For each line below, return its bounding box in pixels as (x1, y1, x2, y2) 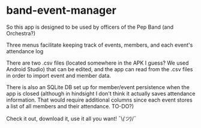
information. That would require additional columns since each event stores (6, 96, 193, 103)
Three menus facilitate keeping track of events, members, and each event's (6, 41, 193, 48)
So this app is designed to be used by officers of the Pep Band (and (6, 23, 174, 31)
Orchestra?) (6, 29, 36, 36)
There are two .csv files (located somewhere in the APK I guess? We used (6, 59, 189, 66)
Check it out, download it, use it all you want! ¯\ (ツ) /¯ (6, 115, 137, 122)
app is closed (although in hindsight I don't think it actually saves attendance (6, 90, 196, 97)
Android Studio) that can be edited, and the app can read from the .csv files (6, 65, 193, 72)
